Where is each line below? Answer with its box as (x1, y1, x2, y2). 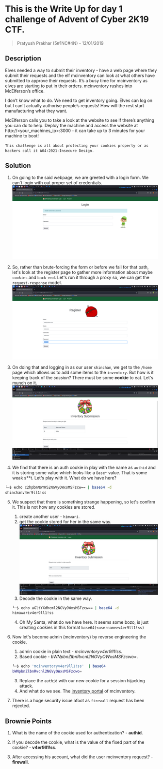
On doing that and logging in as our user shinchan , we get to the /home (12, 365, 152, 370)
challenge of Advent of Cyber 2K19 (5, 14, 149, 25)
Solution (5, 162, 31, 170)
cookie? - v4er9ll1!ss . (12, 744, 57, 750)
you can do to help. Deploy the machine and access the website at (5, 122, 138, 128)
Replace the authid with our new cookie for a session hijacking (19, 678, 145, 684)
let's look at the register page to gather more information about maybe (12, 269, 153, 275)
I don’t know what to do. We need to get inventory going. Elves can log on (5, 97, 153, 103)
